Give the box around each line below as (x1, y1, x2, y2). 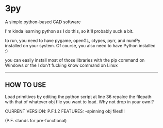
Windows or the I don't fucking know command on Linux (5, 62, 118, 68)
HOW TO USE (5, 81, 46, 89)
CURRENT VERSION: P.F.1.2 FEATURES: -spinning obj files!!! (5, 108, 125, 114)
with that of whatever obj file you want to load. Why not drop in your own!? (5, 99, 154, 104)
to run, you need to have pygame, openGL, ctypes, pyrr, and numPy (5, 37, 141, 43)
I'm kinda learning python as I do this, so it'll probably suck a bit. (5, 28, 134, 34)
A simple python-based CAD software (5, 19, 81, 25)
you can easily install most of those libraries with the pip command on (5, 57, 145, 63)
